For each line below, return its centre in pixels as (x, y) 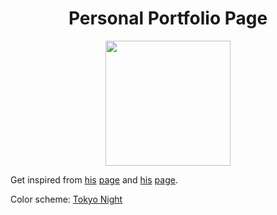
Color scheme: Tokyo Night (66, 199)
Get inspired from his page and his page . (94, 179)
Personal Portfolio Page (168, 18)
